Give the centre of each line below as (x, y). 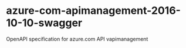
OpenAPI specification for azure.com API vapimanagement (77, 39)
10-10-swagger (44, 23)
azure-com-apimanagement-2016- (93, 11)
